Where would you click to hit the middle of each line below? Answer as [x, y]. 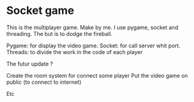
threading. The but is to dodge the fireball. [59, 33]
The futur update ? [30, 64]
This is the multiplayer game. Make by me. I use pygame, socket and [92, 27]
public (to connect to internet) [44, 82]
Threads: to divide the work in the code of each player [74, 52]
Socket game [40, 11]
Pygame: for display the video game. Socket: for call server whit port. [93, 46]
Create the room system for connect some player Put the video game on [97, 75]
